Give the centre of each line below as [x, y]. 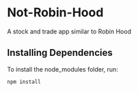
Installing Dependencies [60, 53]
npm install [24, 82]
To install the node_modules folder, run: [63, 69]
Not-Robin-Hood [55, 13]
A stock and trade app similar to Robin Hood [69, 31]
